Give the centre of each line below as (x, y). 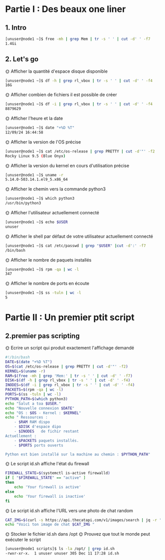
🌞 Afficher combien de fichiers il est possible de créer (61, 95)
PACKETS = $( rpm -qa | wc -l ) (34, 390)
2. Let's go (22, 59)
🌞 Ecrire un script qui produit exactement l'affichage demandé (70, 348)
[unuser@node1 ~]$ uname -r (34, 175)
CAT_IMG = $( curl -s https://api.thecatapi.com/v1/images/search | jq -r (81, 520)
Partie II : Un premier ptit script (70, 318)
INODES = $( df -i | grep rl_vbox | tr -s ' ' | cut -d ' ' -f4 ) (70, 385)
